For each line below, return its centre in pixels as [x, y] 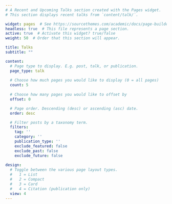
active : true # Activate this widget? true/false [60, 34]
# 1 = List [24, 175]
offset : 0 [20, 99]
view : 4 [18, 194]
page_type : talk [27, 71]
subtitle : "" [19, 52]
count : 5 [19, 85]
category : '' [28, 137]
